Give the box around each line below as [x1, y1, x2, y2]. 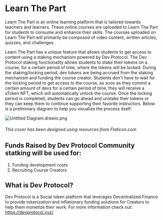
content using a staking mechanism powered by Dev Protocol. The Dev [5, 54, 147, 60]
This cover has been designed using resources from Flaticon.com [5, 126, 137, 132]
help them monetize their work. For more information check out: [5, 204, 133, 210]
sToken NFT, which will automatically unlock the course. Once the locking [5, 90, 152, 96]
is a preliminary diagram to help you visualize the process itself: [5, 105, 132, 112]
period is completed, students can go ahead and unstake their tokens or [5, 95, 149, 101]
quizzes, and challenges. [5, 39, 55, 45]
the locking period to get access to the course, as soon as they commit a [5, 80, 151, 85]
